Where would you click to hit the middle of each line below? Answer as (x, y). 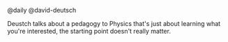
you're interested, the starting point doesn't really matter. (89, 31)
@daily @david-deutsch (42, 10)
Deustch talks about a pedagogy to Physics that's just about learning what (114, 23)
